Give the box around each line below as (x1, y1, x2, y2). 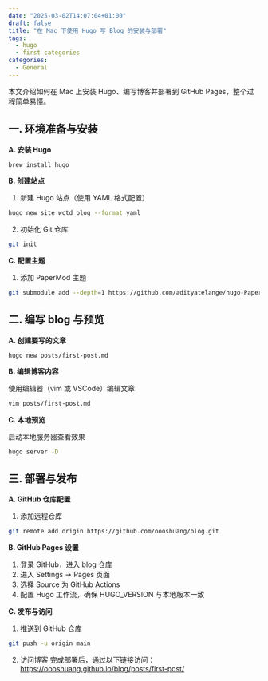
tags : (8, 34, 26, 42)
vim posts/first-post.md (8, 399, 91, 407)
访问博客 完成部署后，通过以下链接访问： (19, 655, 156, 665)
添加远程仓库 (19, 512, 62, 521)
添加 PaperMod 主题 (19, 273, 87, 283)
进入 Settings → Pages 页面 (19, 570, 110, 580)
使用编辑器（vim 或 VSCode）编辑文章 (8, 383, 136, 393)
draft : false (8, 19, 52, 27)
